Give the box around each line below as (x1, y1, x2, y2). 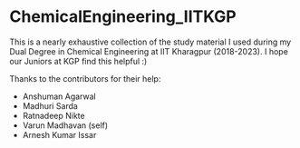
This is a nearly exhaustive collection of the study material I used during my (9, 36, 292, 47)
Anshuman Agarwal (22, 91, 97, 102)
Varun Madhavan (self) (22, 120, 109, 131)
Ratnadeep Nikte (22, 110, 85, 121)
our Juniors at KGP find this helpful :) (9, 55, 148, 66)
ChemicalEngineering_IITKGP (9, 6, 237, 27)
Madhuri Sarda (22, 100, 79, 111)
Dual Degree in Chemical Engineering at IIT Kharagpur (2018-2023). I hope (9, 45, 288, 56)
